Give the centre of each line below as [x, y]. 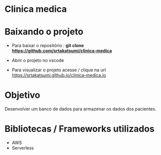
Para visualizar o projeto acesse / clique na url [59, 70]
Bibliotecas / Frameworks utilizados [80, 129]
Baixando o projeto [44, 32]
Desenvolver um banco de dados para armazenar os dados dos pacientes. [80, 109]
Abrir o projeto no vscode [38, 60]
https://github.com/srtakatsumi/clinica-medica [62, 51]
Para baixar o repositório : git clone [48, 46]
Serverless [23, 148]
